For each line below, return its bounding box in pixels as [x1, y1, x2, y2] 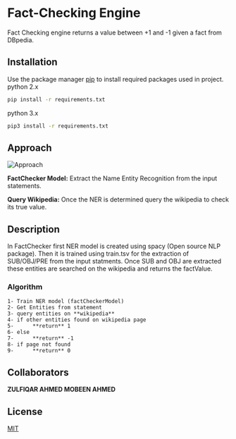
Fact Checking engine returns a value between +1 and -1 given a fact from [7, 28, 222, 37]
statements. [7, 182, 42, 190]
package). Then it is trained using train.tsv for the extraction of [7, 249, 189, 258]
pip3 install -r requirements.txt [7, 122, 109, 130]
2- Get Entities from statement [7, 304, 102, 311]
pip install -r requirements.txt [7, 96, 106, 103]
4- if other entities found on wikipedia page [7, 316, 147, 323]
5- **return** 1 [7, 323, 71, 330]
